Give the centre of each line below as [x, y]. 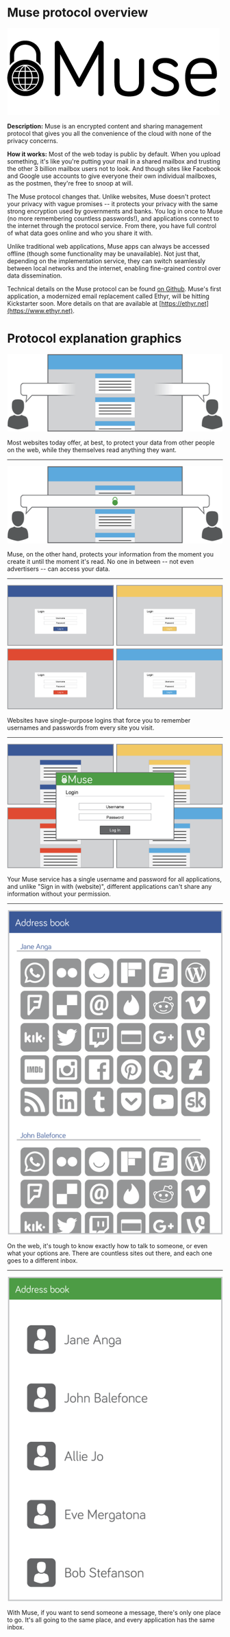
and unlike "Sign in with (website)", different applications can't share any [110, 886]
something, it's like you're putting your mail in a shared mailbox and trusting [114, 161]
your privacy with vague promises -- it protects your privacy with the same [113, 203]
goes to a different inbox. [42, 1260]
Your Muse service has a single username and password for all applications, [115, 879]
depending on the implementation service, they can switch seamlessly [106, 261]
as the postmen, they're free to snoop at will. [70, 183]
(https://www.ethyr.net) [40, 311]
